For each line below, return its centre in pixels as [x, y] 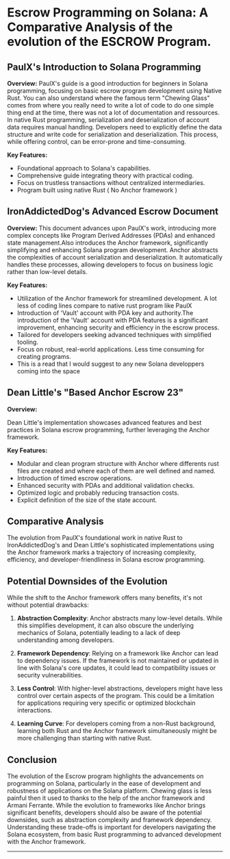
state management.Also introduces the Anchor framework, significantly [108, 242]
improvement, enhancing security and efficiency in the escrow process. [118, 327]
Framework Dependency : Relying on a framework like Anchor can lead [118, 653]
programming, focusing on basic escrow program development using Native [115, 91]
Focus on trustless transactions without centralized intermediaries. [111, 183]
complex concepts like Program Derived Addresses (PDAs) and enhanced [111, 235]
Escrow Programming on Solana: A [108, 13]
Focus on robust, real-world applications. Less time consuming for [111, 349]
